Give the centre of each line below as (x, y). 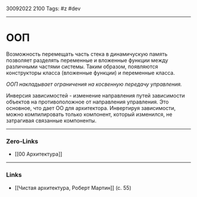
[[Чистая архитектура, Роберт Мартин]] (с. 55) (73, 188)
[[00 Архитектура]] (38, 154)
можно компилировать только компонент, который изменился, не (89, 114)
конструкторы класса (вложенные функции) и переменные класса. (91, 72)
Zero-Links (22, 141)
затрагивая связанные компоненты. (51, 121)
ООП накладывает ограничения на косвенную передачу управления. (94, 84)
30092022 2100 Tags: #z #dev (43, 9)
